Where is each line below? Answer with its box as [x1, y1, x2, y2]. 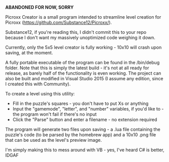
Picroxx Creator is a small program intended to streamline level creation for [5, 14, 161, 20]
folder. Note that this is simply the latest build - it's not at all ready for [5, 65, 149, 71]
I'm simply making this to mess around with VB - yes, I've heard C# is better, [5, 147, 164, 153]
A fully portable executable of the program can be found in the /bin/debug [5, 60, 160, 65]
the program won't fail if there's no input [12, 111, 97, 117]
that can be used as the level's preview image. [5, 137, 102, 143]
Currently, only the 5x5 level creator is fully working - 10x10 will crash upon [5, 44, 162, 50]
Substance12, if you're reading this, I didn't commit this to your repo [5, 29, 147, 35]
